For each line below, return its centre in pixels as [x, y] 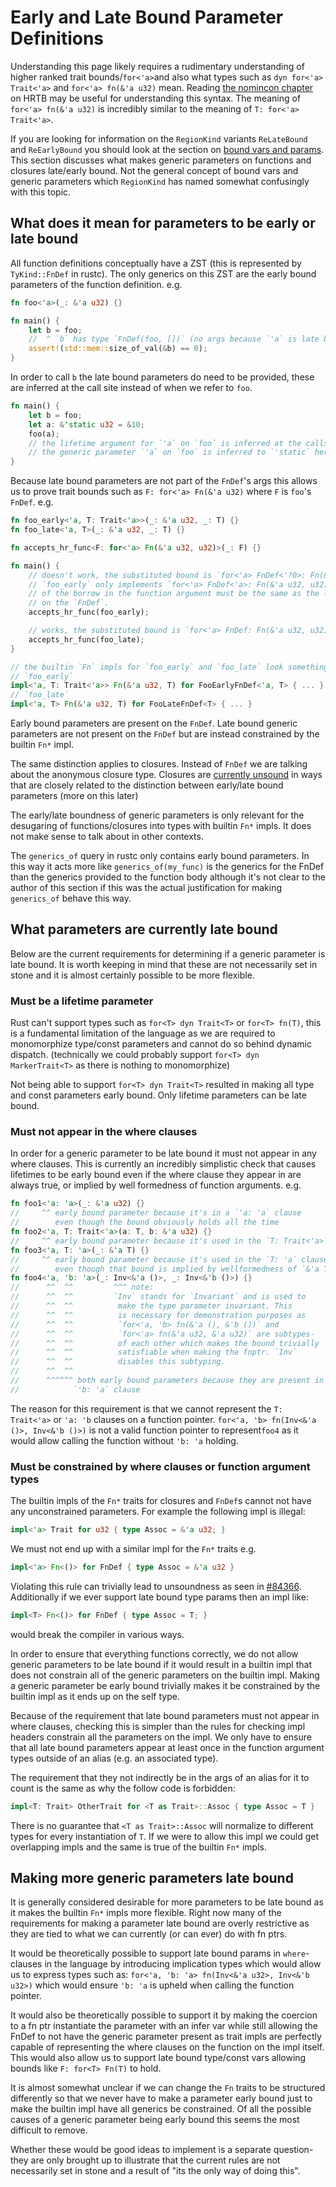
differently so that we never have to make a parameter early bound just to [161, 2098]
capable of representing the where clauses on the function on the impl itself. [167, 2047]
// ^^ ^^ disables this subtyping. [118, 1362]
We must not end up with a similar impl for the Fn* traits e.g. [133, 1548]
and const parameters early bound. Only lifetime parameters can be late [158, 1095]
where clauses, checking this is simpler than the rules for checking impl [158, 1726]
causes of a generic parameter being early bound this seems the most [155, 2120]
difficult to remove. [49, 2130]
